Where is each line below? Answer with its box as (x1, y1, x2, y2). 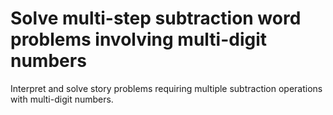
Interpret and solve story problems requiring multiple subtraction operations (10, 82, 323, 94)
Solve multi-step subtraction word (10, 7, 302, 30)
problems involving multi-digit (10, 28, 268, 51)
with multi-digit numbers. (10, 93, 114, 105)
